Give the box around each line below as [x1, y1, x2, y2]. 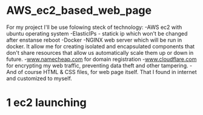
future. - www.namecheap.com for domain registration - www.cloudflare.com [6, 55, 197, 63]
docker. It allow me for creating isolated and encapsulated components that [6, 43, 195, 50]
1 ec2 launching [6, 96, 87, 110]
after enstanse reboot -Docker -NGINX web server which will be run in [6, 36, 182, 43]
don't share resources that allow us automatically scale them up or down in [6, 49, 194, 56]
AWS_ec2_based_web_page [6, 4, 152, 17]
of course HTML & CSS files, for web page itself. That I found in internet [18, 68, 197, 75]
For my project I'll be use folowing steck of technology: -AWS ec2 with [6, 23, 182, 31]
